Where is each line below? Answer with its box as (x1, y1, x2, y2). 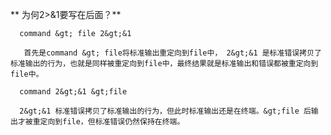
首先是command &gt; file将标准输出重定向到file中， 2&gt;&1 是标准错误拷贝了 (23, 48, 322, 58)
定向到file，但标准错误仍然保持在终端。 (39, 117, 185, 127)
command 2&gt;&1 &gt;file (19, 87, 128, 97)
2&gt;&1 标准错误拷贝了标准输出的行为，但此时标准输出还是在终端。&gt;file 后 (19, 106, 312, 116)
